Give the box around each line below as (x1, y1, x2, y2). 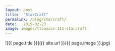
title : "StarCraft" (5, 12, 49, 17)
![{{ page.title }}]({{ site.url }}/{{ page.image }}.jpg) (5, 40, 110, 46)
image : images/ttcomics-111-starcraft (5, 26, 87, 31)
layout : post (5, 7, 33, 13)
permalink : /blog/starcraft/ (5, 17, 67, 22)
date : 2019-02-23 (5, 21, 46, 27)
